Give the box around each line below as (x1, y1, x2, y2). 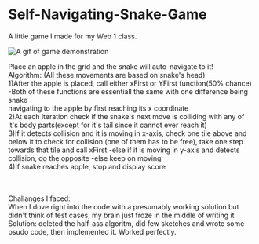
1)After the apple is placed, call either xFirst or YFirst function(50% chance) (8, 78, 253, 88)
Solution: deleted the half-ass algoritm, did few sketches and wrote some (8, 218, 245, 228)
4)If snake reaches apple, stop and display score (8, 162, 166, 171)
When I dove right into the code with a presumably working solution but (8, 202, 239, 211)
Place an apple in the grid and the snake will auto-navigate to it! (8, 61, 213, 71)
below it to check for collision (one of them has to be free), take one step (8, 137, 243, 146)
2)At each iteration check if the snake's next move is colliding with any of (8, 111, 245, 121)
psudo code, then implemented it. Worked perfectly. (8, 227, 177, 236)
